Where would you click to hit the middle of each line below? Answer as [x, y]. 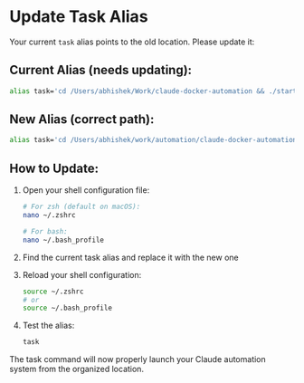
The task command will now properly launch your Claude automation [138, 359]
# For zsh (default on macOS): [81, 207]
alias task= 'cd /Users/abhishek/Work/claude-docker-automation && [137, 91]
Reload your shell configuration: [82, 274]
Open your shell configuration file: [86, 190]
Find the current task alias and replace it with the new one [130, 257]
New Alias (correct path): [82, 120]
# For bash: [45, 231]
